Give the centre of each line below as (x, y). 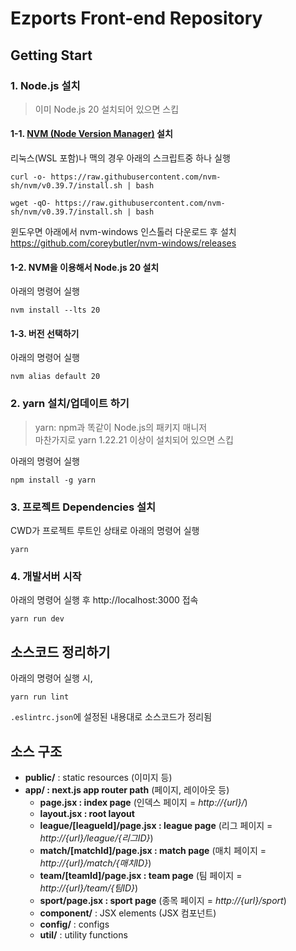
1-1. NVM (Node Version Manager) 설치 (91, 134)
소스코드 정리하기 (60, 652)
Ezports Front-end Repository (136, 18)
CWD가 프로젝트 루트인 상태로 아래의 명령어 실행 (105, 531)
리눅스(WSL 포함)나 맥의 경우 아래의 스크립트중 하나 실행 (120, 158)
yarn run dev (37, 619)
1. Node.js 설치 (45, 85)
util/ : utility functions (83, 935)
